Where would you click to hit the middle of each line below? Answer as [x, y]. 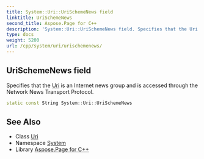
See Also [24, 122]
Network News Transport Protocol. [50, 91]
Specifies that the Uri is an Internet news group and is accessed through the [102, 85]
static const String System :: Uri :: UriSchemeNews [69, 103]
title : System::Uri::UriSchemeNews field [60, 12]
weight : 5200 [23, 40]
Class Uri [27, 136]
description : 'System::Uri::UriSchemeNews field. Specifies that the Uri [102, 29]
